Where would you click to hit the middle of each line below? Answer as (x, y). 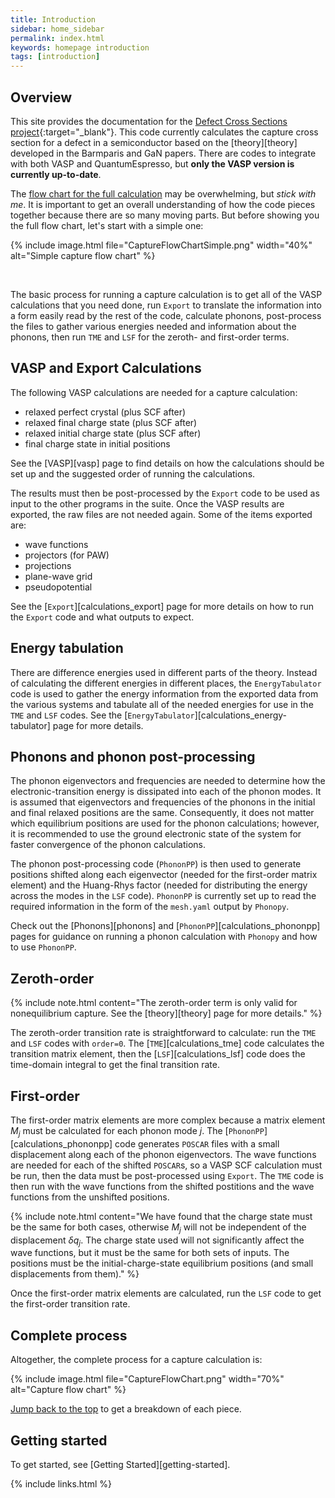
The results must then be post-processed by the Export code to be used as (165, 493)
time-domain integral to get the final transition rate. (115, 1065)
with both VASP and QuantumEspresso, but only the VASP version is (152, 163)
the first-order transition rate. (70, 1304)
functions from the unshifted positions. (90, 1197)
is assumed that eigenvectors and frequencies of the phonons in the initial (163, 802)
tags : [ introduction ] (55, 57)
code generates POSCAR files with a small (197, 1143)
